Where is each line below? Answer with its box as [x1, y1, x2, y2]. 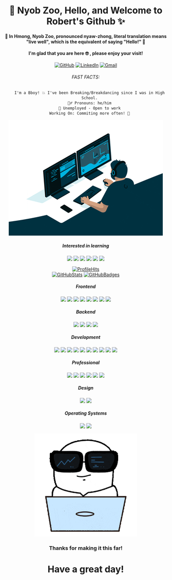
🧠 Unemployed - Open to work [58, 106, 121, 111]
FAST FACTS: [71, 74, 100, 80]
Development [71, 334, 101, 340]
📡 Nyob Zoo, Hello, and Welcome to [9, 5, 163, 16]
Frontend [75, 283, 96, 289]
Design [78, 384, 93, 391]
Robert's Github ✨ [46, 15, 125, 27]
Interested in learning [62, 242, 109, 248]
